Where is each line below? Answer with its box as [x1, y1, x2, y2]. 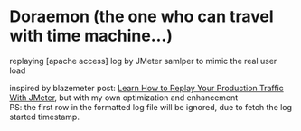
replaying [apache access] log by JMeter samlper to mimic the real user [9, 55, 277, 66]
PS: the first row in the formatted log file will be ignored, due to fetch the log [9, 101, 292, 112]
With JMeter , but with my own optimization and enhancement [9, 92, 239, 103]
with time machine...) [9, 25, 174, 46]
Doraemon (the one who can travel [9, 6, 274, 27]
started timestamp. [9, 111, 80, 122]
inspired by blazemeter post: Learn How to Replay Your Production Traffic [9, 82, 285, 93]
